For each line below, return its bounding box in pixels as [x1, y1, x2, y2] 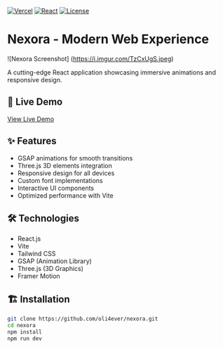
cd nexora [7, 322, 36, 329]
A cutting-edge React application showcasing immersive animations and [7, 68, 216, 77]
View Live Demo [7, 115, 55, 123]
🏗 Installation [7, 293, 70, 305]
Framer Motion [17, 272, 61, 281]
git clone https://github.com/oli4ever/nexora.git [7, 315, 158, 323]
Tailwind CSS [17, 250, 56, 258]
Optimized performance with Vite [17, 191, 114, 200]
